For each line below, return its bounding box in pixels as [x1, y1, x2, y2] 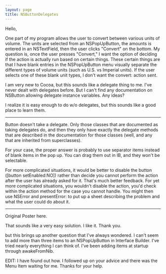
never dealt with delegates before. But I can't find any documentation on [5, 87, 153, 93]
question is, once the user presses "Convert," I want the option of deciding [5, 51, 157, 57]
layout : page [5, 7, 32, 12]
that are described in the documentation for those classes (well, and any [5, 132, 153, 138]
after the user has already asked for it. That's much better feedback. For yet [5, 177, 160, 184]
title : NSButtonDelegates [5, 12, 58, 17]
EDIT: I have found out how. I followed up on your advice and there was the [5, 258, 158, 264]
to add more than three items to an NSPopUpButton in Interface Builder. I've [5, 237, 160, 243]
